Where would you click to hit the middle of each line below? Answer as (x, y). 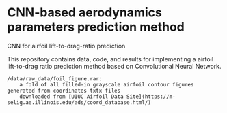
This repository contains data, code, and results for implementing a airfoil (110, 59)
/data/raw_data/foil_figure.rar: (55, 79)
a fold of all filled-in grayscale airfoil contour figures (107, 84)
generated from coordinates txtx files (64, 91)
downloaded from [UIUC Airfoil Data (72, 97)
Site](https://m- (151, 97)
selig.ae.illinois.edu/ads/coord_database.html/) (79, 102)
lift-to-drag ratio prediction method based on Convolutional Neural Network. (114, 66)
